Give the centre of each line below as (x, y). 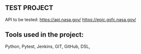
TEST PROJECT (29, 8)
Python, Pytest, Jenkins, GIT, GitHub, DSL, (48, 46)
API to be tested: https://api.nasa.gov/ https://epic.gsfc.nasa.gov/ (71, 19)
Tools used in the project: (44, 35)
